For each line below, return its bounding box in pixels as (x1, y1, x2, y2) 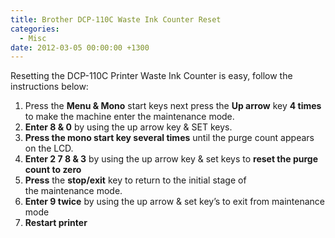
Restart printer (24, 217, 88, 229)
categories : (10, 24, 60, 34)
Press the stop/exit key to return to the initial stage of (24, 174, 247, 186)
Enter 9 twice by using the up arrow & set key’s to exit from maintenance (24, 196, 326, 208)
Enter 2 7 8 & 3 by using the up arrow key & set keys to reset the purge (24, 153, 318, 165)
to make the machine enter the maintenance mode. (24, 111, 235, 123)
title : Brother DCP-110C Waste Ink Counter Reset (10, 14, 222, 25)
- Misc (19, 33, 47, 43)
